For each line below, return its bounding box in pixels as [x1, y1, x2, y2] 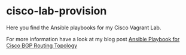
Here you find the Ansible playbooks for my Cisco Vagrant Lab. [6, 24, 161, 31]
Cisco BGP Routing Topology [6, 42, 78, 49]
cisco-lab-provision [6, 4, 107, 18]
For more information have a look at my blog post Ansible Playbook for [6, 35, 180, 42]
